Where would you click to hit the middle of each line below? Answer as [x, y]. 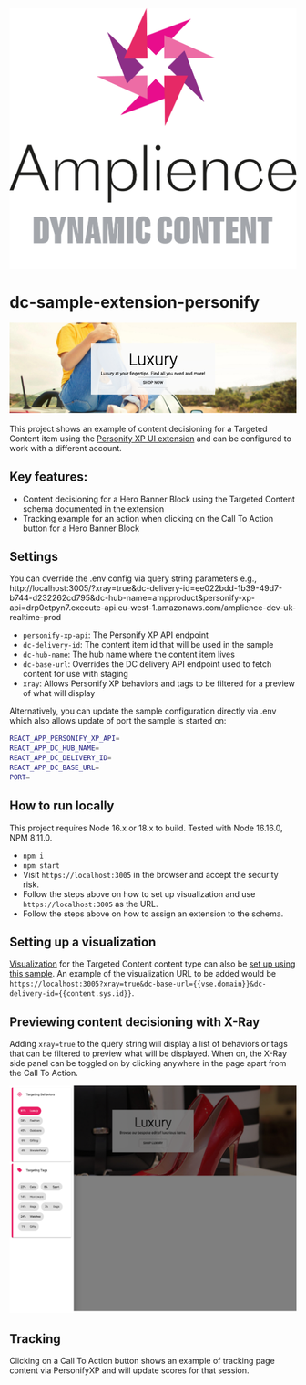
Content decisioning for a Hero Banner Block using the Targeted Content [159, 499]
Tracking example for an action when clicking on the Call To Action [148, 518]
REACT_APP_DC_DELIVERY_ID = [61, 758]
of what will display [59, 693]
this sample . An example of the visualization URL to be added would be [143, 974]
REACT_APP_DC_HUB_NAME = [55, 748]
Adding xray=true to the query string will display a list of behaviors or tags [149, 1044]
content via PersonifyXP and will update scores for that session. [129, 1370]
